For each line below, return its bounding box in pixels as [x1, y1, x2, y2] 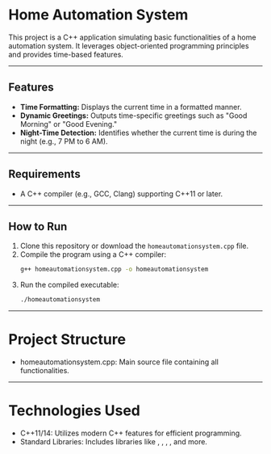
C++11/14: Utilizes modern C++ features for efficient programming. [19, 428, 242, 438]
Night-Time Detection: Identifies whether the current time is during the [19, 128, 257, 137]
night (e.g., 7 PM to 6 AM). [19, 136, 108, 146]
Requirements [8, 167, 81, 181]
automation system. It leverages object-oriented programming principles [8, 40, 249, 50]
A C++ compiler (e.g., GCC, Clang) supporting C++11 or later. [19, 188, 223, 199]
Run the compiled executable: [19, 280, 119, 290]
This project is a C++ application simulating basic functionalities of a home [8, 32, 256, 42]
